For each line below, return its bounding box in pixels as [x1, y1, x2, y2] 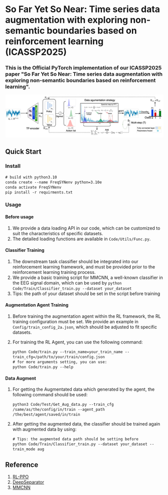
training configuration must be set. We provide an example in [12, 319, 139, 325]
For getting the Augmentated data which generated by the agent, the [12, 386, 155, 392]
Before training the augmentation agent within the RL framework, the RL [12, 313, 161, 319]
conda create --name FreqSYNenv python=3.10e [5, 180, 102, 185]
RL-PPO [12, 474, 29, 480]
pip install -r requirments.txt [5, 190, 73, 195]
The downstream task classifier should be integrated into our [12, 258, 139, 264]
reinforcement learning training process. [12, 269, 96, 275]
